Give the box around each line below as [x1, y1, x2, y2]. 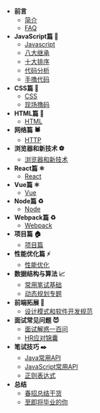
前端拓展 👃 [13, 298, 45, 307]
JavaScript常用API [24, 363, 79, 370]
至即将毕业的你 [24, 398, 68, 406]
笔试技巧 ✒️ [13, 343, 47, 351]
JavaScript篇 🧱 [13, 32, 58, 40]
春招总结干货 [24, 389, 62, 397]
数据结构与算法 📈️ [13, 269, 65, 278]
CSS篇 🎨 [13, 84, 39, 92]
